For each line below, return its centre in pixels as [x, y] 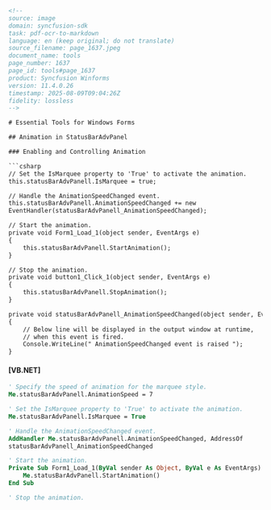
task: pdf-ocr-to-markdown [54, 33]
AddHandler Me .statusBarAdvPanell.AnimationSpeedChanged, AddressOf [126, 438]
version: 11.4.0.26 [41, 85]
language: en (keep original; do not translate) [92, 41]
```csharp [25, 166]
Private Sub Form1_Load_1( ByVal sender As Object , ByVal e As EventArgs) [135, 468]
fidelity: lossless [41, 101]
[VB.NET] [25, 370]
